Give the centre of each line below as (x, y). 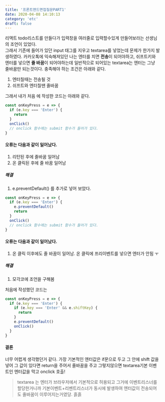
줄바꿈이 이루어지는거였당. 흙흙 (52, 394)
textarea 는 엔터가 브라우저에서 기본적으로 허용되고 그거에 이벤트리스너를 (87, 382)
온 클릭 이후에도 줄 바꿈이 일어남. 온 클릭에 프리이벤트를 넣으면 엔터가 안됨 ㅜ (85, 253)
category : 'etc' (22, 19)
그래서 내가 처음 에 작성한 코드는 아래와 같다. (48, 96)
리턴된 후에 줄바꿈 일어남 (36, 156)
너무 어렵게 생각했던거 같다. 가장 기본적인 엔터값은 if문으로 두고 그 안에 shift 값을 (82, 359)
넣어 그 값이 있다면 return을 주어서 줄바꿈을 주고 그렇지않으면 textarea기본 (77, 365)
